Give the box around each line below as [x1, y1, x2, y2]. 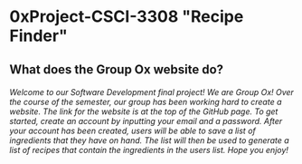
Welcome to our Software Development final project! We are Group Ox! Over [9, 87, 294, 98]
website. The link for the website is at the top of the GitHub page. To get [9, 106, 278, 117]
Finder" [9, 25, 68, 46]
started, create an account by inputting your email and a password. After [9, 116, 283, 127]
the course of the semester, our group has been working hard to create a [9, 97, 282, 108]
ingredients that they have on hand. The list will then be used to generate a [9, 135, 289, 146]
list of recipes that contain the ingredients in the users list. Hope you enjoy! [9, 145, 289, 156]
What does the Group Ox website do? [9, 62, 224, 77]
